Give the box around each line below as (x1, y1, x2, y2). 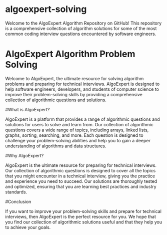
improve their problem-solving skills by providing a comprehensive (5, 91, 142, 97)
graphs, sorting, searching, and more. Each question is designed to (5, 132, 143, 138)
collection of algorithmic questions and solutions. (5, 97, 106, 103)
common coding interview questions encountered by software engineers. (5, 31, 156, 37)
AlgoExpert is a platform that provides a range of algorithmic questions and (5, 116, 160, 122)
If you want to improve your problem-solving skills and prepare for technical (5, 208, 161, 214)
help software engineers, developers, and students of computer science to (5, 86, 159, 92)
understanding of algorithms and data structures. (5, 143, 106, 149)
